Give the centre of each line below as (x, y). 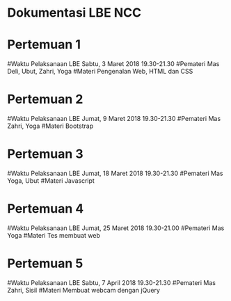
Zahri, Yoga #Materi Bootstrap (50, 126)
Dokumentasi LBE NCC (74, 13)
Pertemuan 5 (45, 264)
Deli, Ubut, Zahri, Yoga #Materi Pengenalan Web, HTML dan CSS (100, 72)
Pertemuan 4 (46, 209)
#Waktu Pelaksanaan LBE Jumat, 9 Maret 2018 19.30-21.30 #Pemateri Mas (114, 119)
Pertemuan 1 (44, 45)
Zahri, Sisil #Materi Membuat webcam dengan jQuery (83, 290)
